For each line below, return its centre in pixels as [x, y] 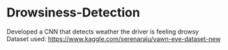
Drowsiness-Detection [73, 13]
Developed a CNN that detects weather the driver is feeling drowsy [103, 32]
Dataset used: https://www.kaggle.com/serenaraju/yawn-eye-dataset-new [114, 38]
